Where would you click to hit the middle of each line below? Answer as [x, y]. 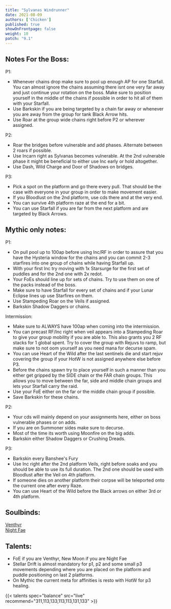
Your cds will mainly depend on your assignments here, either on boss [87, 417]
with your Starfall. [31, 103]
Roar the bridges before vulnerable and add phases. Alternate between [87, 145]
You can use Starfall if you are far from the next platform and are [81, 208]
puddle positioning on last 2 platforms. [53, 575]
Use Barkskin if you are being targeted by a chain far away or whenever [88, 108]
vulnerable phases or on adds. [45, 422]
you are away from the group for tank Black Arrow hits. [70, 114]
